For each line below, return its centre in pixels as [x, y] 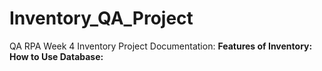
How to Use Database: [56, 56]
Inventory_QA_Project [101, 18]
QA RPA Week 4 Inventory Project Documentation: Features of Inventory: [161, 46]
